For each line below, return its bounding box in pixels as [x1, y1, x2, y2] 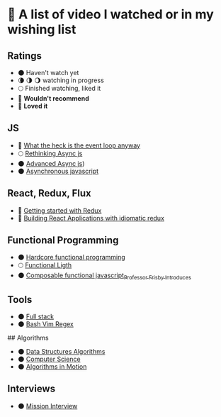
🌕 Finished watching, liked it [17, 84, 101, 92]
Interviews [7, 383, 55, 395]
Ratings [7, 50, 42, 62]
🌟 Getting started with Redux [17, 206, 102, 215]
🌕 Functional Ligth [17, 261, 72, 269]
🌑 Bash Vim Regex [17, 320, 74, 328]
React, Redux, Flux [7, 187, 91, 199]
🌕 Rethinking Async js [17, 149, 83, 157]
